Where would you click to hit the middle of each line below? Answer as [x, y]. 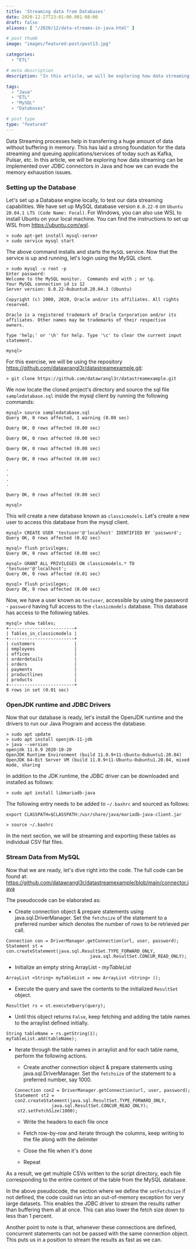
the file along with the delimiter [61, 1139]
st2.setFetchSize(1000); [47, 1111]
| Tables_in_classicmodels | [42, 634]
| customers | [42, 644]
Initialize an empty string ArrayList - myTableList [73, 967]
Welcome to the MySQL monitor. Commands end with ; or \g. [81, 279]
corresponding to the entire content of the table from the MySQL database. [97, 1179]
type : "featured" [27, 124]
